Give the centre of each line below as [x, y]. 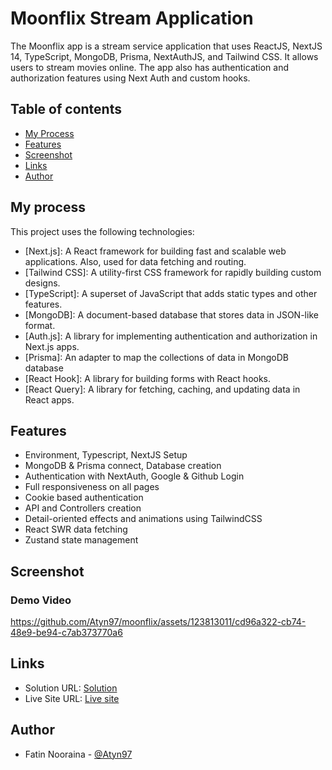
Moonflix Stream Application [132, 18]
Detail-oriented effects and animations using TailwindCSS [143, 519]
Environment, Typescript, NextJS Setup [106, 455]
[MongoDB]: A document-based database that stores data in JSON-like [171, 314]
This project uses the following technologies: [102, 231]
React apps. [49, 399]
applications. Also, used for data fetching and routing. [135, 261]
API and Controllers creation [83, 508]
